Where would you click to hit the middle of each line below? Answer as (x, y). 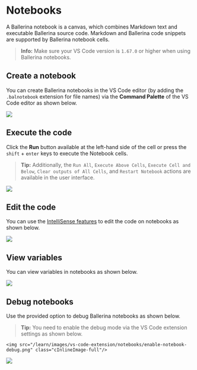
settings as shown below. (52, 334)
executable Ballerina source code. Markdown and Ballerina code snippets (96, 33)
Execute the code (39, 133)
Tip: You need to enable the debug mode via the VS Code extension (104, 328)
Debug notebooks (40, 301)
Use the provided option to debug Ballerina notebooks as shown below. (93, 316)
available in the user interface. (58, 177)
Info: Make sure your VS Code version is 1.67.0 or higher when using (106, 50)
